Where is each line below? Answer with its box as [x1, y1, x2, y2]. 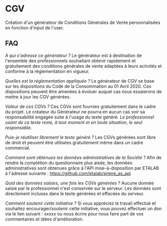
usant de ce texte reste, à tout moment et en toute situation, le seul [5, 119, 143, 125]
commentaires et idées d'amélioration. [5, 216, 84, 222]
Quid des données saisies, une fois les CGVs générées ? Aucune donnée [5, 180, 154, 186]
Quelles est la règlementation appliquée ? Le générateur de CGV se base [5, 78, 155, 84]
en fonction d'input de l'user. [5, 24, 64, 30]
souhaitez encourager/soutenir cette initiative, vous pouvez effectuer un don [5, 205, 162, 212]
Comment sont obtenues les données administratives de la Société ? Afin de [5, 154, 162, 160]
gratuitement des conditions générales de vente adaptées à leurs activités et [5, 63, 162, 69]
